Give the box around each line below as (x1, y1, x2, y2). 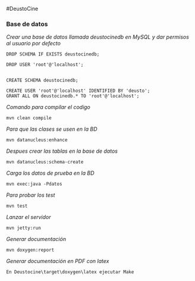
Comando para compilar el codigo (6, 104, 91, 111)
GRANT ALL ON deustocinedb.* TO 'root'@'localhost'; (6, 93, 140, 99)
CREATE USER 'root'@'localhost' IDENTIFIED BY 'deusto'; (6, 88, 150, 94)
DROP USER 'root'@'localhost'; (6, 62, 84, 68)
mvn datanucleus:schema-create (6, 159, 84, 165)
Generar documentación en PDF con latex (6, 258, 109, 265)
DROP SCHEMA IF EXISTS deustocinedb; (6, 51, 100, 57)
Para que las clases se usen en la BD (6, 125, 97, 133)
